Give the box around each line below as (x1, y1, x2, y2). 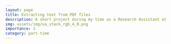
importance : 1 (5, 26, 36, 31)
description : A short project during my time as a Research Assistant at (5, 17, 167, 22)
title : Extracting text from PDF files (5, 12, 91, 17)
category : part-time (5, 31, 50, 36)
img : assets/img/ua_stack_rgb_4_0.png (5, 21, 88, 27)
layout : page (5, 7, 33, 13)
